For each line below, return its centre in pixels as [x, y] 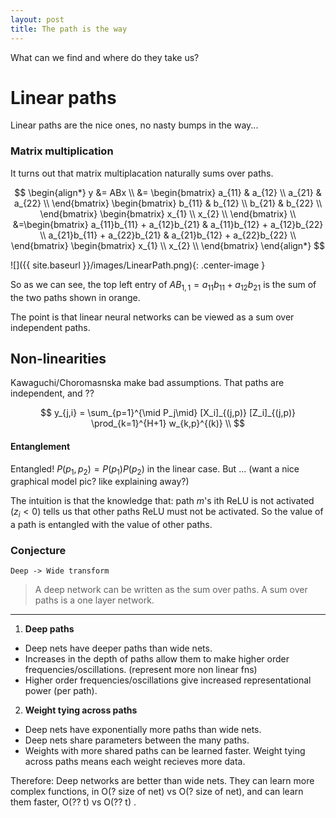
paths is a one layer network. [94, 600]
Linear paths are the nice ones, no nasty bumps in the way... [134, 125]
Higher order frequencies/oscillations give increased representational [168, 680]
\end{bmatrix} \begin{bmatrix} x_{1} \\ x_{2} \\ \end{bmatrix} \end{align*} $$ [168, 245]
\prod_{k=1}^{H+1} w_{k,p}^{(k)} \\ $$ [168, 423]
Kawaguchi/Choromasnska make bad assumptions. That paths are [147, 383]
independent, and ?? [52, 393]
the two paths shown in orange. [75, 297]
